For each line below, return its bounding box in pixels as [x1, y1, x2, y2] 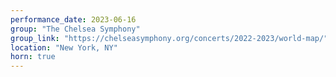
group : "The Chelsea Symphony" [10, 24, 141, 34]
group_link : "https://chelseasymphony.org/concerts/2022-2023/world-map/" [10, 33, 329, 43]
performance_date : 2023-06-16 [10, 14, 137, 25]
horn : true [10, 52, 56, 62]
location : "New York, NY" [10, 42, 118, 53]
